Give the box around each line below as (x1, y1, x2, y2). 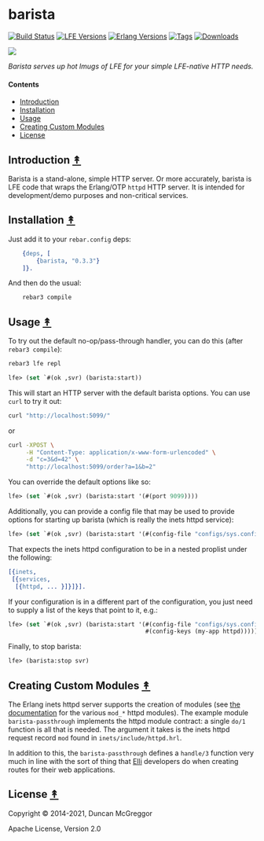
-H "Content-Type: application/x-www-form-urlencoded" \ (25, 448, 216, 457)
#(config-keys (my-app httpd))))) (145, 627, 258, 636)
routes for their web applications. (8, 765, 115, 775)
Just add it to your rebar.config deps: (8, 234, 131, 244)
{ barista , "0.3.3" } (36, 257, 101, 265)
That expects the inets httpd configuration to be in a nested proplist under (8, 544, 247, 553)
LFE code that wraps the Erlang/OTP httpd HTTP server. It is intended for (8, 182, 245, 192)
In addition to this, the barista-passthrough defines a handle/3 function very (8, 748, 254, 758)
